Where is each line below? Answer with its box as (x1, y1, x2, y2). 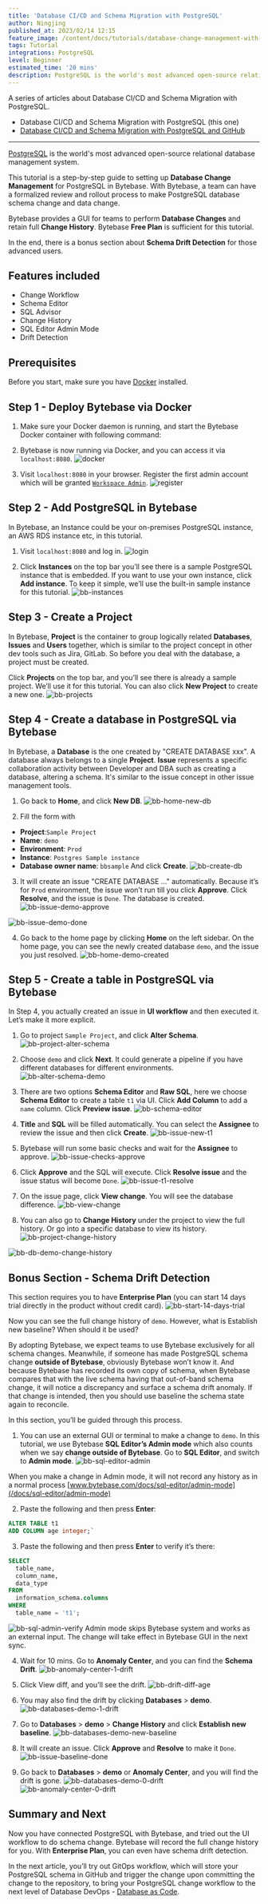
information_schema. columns (15, 1594, 109, 1603)
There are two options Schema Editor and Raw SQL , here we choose (19, 1087, 247, 1097)
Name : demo (19, 835, 59, 845)
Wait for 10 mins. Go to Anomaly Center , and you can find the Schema (19, 1655, 253, 1665)
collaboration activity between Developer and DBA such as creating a (8, 763, 237, 773)
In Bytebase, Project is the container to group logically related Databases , (8, 631, 253, 641)
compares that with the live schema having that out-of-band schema (8, 1374, 234, 1384)
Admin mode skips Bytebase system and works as (85, 1623, 250, 1633)
